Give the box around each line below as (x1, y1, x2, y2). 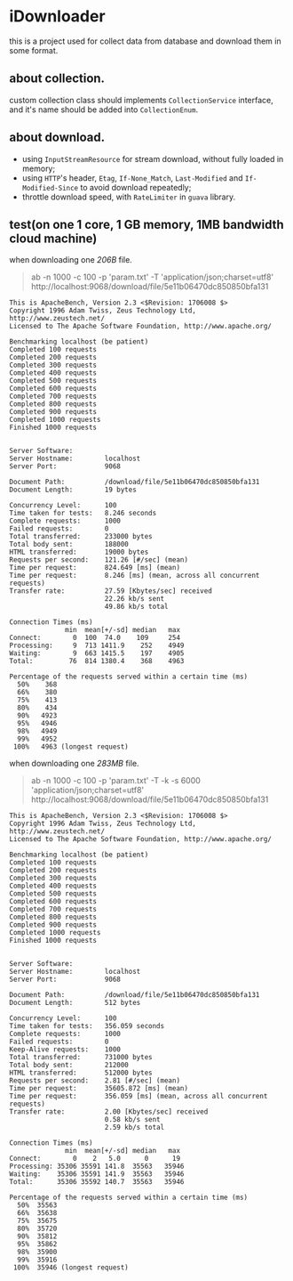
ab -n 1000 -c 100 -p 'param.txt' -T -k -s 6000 (30, 775, 202, 786)
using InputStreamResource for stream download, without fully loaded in (21, 153, 284, 164)
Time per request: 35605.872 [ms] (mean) (9, 1084, 189, 1093)
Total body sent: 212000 (9, 1061, 129, 1070)
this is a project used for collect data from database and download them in (9, 36, 281, 46)
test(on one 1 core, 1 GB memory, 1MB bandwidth (9, 216, 284, 232)
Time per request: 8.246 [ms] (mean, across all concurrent (9, 572, 260, 580)
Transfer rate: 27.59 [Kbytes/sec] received (9, 587, 213, 596)
